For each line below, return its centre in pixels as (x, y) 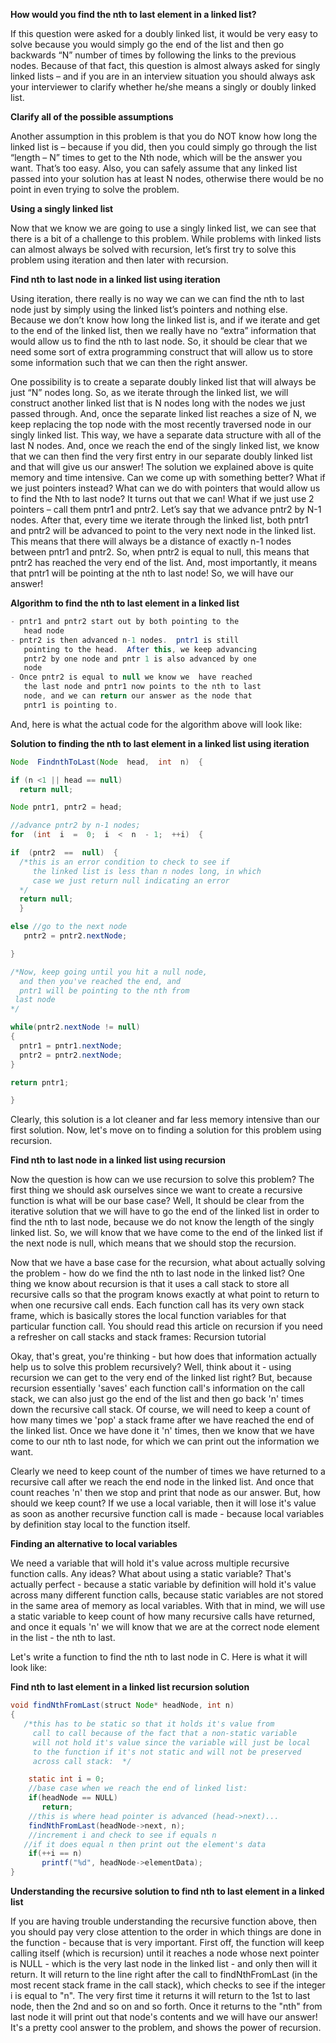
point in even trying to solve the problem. (95, 189)
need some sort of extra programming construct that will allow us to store (161, 352)
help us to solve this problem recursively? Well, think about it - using (151, 1367)
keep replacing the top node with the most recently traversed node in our (161, 424)
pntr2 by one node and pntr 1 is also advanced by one (140, 659)
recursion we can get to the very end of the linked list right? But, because (161, 1378)
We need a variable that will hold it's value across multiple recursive (150, 1563)
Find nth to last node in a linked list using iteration (115, 279)
